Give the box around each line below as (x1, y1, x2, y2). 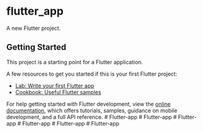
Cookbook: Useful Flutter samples (15, 88, 102, 96)
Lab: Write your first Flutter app (15, 82, 95, 89)
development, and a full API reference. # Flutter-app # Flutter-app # (6, 113, 177, 120)
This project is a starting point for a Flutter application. (6, 58, 143, 65)
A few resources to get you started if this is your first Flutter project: (6, 70, 177, 77)
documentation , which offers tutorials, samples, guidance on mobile (6, 107, 177, 114)
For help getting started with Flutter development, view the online (6, 100, 171, 107)
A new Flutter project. (6, 24, 61, 32)
